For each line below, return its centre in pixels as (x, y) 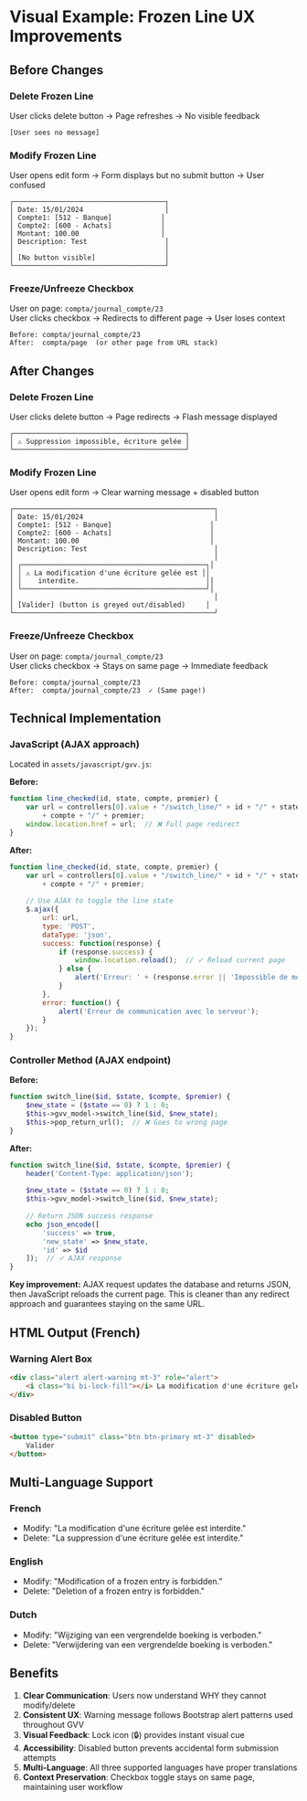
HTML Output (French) (75, 1333)
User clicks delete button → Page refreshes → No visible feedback (135, 115)
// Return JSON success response (90, 1216)
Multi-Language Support (81, 1482)
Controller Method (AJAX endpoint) (90, 1060)
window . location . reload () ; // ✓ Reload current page (180, 960)
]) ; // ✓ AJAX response (74, 1258)
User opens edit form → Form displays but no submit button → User (137, 175)
